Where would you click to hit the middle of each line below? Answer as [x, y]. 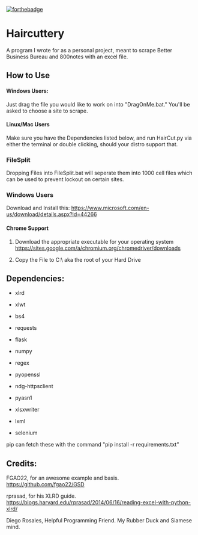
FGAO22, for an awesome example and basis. [63, 478]
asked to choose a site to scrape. [47, 111]
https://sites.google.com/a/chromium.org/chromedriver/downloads [98, 248]
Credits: [22, 463]
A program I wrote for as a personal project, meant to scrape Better [89, 50]
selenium [26, 433]
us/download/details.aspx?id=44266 [52, 214]
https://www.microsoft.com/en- [110, 208]
